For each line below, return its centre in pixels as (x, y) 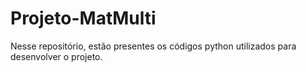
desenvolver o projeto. (56, 56)
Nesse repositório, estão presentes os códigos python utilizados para (153, 46)
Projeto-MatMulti (83, 18)
